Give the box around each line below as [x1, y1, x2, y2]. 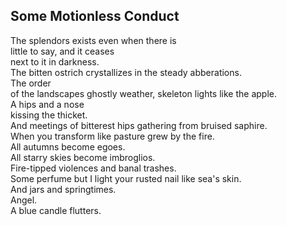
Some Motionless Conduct [10, 8, 180, 25]
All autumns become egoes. [10, 140, 126, 153]
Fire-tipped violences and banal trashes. [10, 162, 177, 174]
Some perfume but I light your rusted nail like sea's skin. [10, 172, 242, 184]
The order [10, 77, 52, 89]
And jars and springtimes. [10, 183, 117, 195]
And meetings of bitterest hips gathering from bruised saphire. [10, 119, 268, 131]
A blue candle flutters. [10, 204, 102, 216]
